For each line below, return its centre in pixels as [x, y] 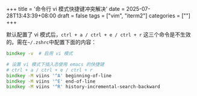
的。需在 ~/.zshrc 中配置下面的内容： [52, 42]
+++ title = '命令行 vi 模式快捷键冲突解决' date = [66, 9]
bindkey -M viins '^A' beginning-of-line [59, 75]
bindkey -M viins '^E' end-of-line [51, 81]
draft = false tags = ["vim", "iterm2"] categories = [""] [124, 16]
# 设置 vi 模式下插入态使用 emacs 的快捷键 [55, 64]
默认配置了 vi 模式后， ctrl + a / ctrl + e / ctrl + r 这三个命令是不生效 [98, 34]
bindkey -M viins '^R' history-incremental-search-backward [83, 87]
